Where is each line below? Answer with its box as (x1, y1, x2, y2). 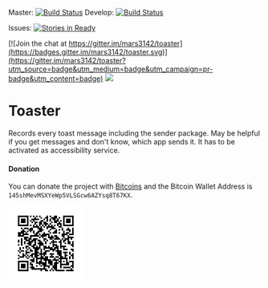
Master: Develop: (8, 8, 115, 17)
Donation (8, 164, 40, 173)
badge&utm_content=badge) (8, 74, 104, 83)
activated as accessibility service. (8, 145, 120, 155)
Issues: (8, 23, 32, 32)
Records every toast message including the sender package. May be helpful (8, 128, 261, 138)
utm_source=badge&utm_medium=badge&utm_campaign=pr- (8, 64, 213, 74)
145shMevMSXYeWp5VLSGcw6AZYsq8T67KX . (8, 190, 133, 200)
